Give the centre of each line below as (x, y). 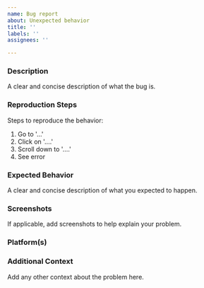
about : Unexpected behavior (49, 21)
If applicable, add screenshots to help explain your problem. (95, 224)
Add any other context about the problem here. (76, 277)
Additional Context (40, 261)
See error (31, 156)
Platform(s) (27, 243)
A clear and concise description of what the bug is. (82, 86)
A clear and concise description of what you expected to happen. (102, 190)
